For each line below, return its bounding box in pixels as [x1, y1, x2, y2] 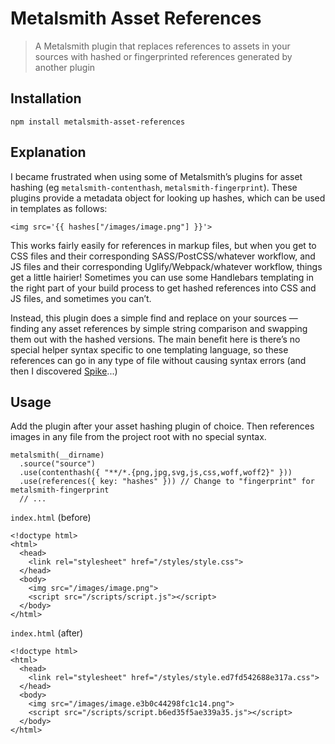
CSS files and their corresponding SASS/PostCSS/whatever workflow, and [10, 250, 316, 262]
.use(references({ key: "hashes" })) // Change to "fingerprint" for [19, 477, 315, 487]
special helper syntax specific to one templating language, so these [10, 343, 289, 356]
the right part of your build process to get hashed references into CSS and [10, 282, 317, 294]
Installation [10, 90, 82, 107]
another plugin [34, 61, 96, 73]
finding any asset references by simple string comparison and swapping [10, 322, 308, 334]
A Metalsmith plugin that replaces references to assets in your [34, 40, 291, 52]
